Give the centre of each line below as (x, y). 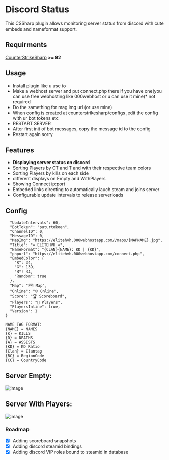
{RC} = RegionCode (25, 356)
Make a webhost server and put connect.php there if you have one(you (87, 91)
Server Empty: (29, 376)
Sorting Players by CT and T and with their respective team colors (82, 168)
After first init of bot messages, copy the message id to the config (82, 129)
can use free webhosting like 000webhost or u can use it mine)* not (84, 96)
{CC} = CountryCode (26, 360)
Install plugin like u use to (39, 86)
